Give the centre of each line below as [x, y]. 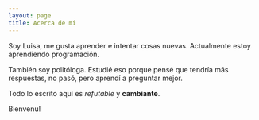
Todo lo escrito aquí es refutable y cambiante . [84, 93]
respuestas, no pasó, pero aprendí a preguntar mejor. [95, 78]
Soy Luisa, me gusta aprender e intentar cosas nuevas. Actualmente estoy [130, 45]
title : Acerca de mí [43, 23]
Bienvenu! [25, 109]
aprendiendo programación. [54, 54]
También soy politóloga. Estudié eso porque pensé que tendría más [118, 69]
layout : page [30, 15]
